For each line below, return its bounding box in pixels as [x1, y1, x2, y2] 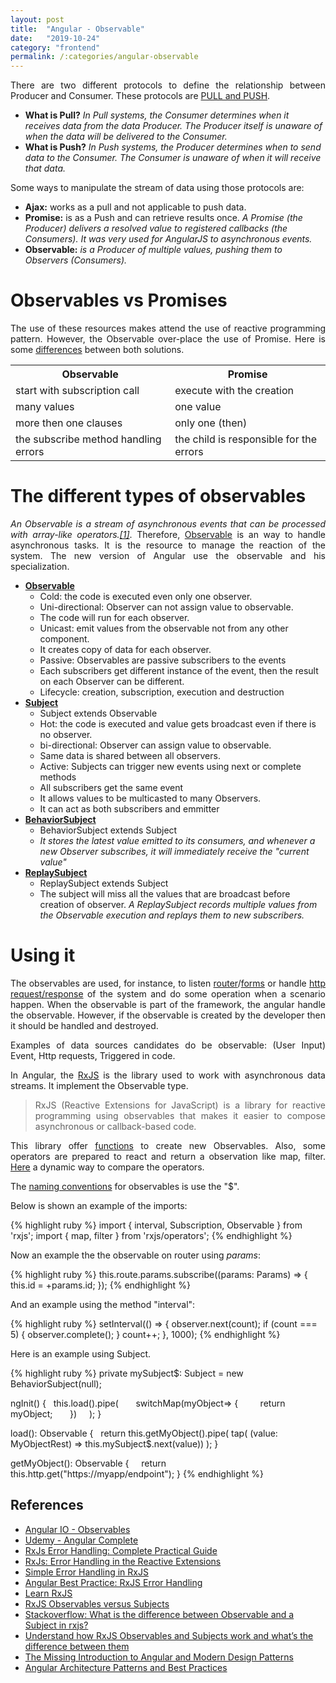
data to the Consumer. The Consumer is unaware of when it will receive [24, 152, 322, 164]
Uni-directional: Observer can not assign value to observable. [39, 601, 294, 613]
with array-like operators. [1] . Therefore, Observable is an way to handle [10, 529, 326, 540]
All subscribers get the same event [39, 782, 184, 793]
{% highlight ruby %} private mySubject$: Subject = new [10, 1367, 244, 1379]
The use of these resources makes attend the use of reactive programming [10, 322, 326, 335]
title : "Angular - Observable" [10, 24, 145, 34]
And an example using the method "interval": [10, 1298, 196, 1310]
